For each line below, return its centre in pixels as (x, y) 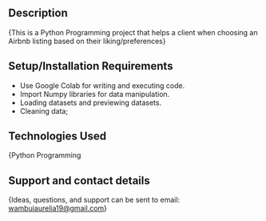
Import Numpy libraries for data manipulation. (95, 94)
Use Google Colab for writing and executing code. (102, 85)
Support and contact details (79, 181)
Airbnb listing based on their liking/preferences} (87, 41)
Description (38, 13)
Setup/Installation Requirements (91, 66)
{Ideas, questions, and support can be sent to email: (94, 200)
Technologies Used (57, 137)
